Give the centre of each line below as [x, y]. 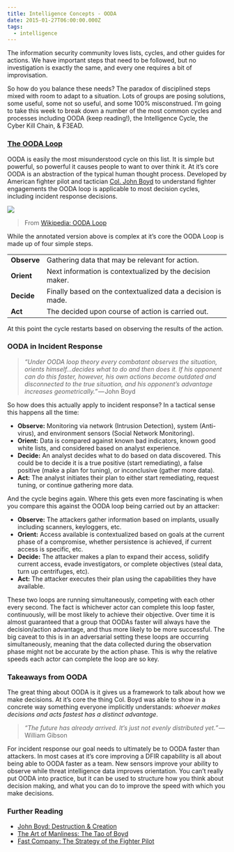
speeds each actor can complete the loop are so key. [83, 659]
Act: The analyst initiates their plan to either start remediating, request [118, 478]
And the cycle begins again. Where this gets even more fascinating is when [115, 499]
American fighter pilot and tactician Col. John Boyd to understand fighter [111, 181]
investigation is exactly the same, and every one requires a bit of [100, 68]
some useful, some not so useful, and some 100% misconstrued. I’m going [114, 104]
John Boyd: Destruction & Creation [67, 826]
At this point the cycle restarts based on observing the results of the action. [116, 328]
